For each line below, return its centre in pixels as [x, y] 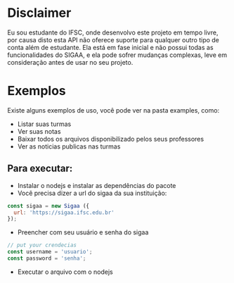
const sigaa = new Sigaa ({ [48, 206]
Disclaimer [39, 13]
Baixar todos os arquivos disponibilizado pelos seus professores [111, 139]
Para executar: [40, 169]
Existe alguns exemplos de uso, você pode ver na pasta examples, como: [113, 110]
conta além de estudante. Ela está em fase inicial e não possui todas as [110, 47]
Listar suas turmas [44, 124]
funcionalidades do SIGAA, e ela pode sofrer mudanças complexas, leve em [117, 55]
